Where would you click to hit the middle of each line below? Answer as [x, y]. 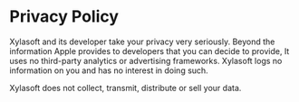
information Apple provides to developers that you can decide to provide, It [149, 51]
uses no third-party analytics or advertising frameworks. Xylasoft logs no [146, 60]
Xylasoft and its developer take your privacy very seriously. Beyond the [142, 42]
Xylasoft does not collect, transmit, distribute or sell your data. [125, 88]
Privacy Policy [64, 17]
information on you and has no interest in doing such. [109, 70]
